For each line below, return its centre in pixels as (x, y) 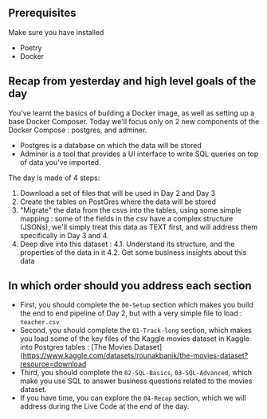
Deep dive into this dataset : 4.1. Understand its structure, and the (127, 244)
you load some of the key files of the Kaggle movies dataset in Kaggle (134, 339)
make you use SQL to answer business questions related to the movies (136, 381)
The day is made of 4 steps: (54, 178)
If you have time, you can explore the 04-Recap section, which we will (133, 398)
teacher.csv (39, 323)
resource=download (53, 364)
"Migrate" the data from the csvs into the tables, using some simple (130, 209)
